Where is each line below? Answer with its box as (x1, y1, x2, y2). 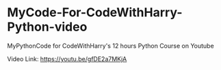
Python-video (7, 19, 88, 35)
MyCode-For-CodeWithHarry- (7, 5, 183, 20)
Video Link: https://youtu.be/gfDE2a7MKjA (7, 54, 127, 63)
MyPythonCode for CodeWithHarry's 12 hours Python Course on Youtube (7, 41, 214, 50)
